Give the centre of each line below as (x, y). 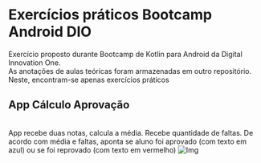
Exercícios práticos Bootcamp (110, 15)
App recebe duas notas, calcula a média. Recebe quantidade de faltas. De (131, 132)
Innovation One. (35, 63)
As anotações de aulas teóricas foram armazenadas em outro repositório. (130, 71)
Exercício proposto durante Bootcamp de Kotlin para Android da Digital (125, 54)
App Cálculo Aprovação (69, 105)
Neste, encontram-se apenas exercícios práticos (89, 79)
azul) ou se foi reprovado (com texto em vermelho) (92, 149)
